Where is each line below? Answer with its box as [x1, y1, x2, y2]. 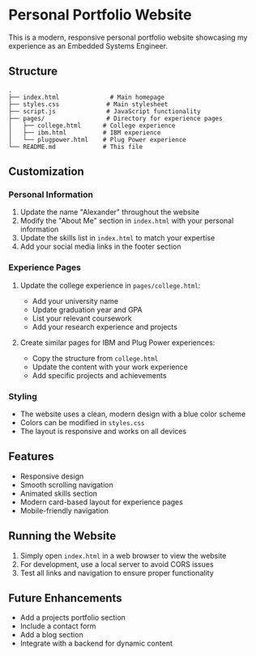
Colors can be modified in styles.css [19, 418, 145, 428]
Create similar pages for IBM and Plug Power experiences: [19, 338, 215, 347]
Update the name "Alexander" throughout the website [19, 207, 200, 217]
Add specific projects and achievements [32, 370, 168, 380]
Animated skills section [19, 488, 98, 498]
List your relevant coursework [32, 313, 132, 323]
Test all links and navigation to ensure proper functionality [19, 568, 214, 577]
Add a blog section [19, 630, 83, 640]
